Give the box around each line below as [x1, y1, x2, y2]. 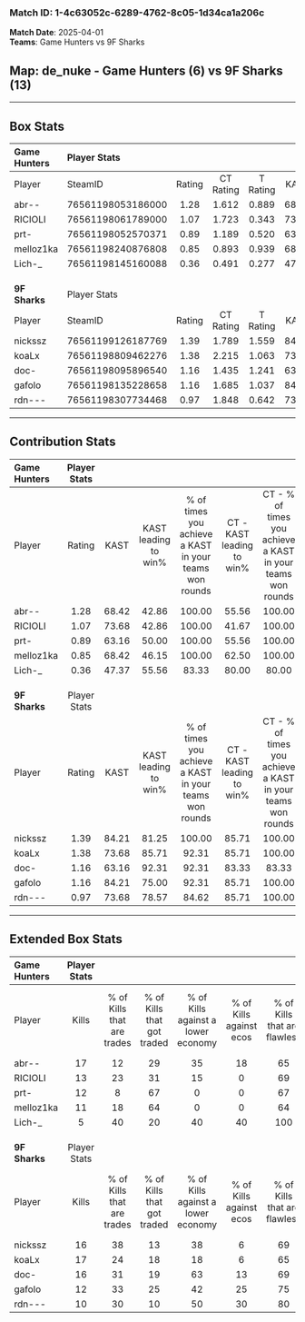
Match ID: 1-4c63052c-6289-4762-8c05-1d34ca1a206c [9, 6, 265, 19]
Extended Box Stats [9, 931, 123, 947]
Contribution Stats [9, 434, 116, 450]
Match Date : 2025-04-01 [9, 27, 104, 38]
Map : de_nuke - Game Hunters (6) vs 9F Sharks [9, 63, 283, 78]
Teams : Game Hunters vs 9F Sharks [9, 36, 145, 47]
